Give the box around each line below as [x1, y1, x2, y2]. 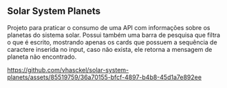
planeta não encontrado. [7, 53, 77, 61]
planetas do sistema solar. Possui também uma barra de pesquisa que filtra [7, 31, 221, 39]
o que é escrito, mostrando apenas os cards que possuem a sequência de [7, 38, 218, 46]
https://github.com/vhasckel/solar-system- [7, 65, 129, 74]
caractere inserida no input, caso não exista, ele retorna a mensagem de [7, 45, 213, 53]
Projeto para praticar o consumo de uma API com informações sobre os [7, 23, 210, 31]
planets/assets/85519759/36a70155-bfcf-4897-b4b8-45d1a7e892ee [7, 73, 202, 81]
